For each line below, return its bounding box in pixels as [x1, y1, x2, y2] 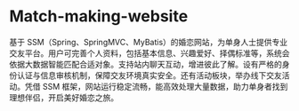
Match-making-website [9, 6, 189, 27]
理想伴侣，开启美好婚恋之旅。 [9, 91, 118, 103]
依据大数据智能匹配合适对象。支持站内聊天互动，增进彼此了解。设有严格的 [9, 59, 282, 69]
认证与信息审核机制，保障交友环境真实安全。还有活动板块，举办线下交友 [16, 69, 282, 81]
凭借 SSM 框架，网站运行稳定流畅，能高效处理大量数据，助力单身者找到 [24, 81, 288, 91]
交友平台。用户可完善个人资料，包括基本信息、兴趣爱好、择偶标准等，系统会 [9, 47, 290, 59]
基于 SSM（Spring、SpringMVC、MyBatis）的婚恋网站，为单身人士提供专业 [9, 36, 288, 47]
